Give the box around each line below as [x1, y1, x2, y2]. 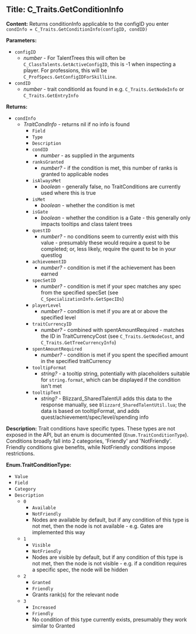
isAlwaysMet [32, 178, 61, 184]
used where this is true [40, 189, 97, 196]
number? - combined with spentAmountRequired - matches [40, 326, 184, 333]
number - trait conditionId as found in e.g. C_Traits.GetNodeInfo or [23, 85, 184, 93]
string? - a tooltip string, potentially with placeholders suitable [40, 369, 190, 377]
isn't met [40, 382, 62, 389]
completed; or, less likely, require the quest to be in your [40, 245, 177, 252]
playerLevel [32, 302, 61, 308]
